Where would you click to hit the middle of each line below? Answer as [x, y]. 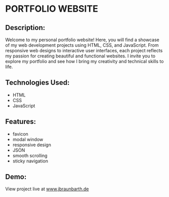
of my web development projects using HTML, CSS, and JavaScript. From [82, 45]
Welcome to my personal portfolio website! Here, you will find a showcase [82, 40]
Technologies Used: [37, 83]
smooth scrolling [30, 155]
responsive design [32, 145]
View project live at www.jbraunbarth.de [47, 189]
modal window [28, 139]
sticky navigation [30, 161]
